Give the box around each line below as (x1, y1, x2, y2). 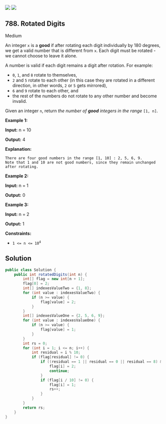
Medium (5, 33, 22, 39)
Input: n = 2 (5, 211, 30, 217)
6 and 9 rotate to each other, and (12, 87, 79, 93)
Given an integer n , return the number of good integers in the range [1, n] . (5, 108, 158, 114)
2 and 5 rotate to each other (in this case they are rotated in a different (12, 77, 155, 83)
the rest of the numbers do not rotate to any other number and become (12, 93, 157, 99)
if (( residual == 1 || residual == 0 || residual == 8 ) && (40, 359, 165, 364)
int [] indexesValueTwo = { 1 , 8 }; (23, 286, 92, 291)
